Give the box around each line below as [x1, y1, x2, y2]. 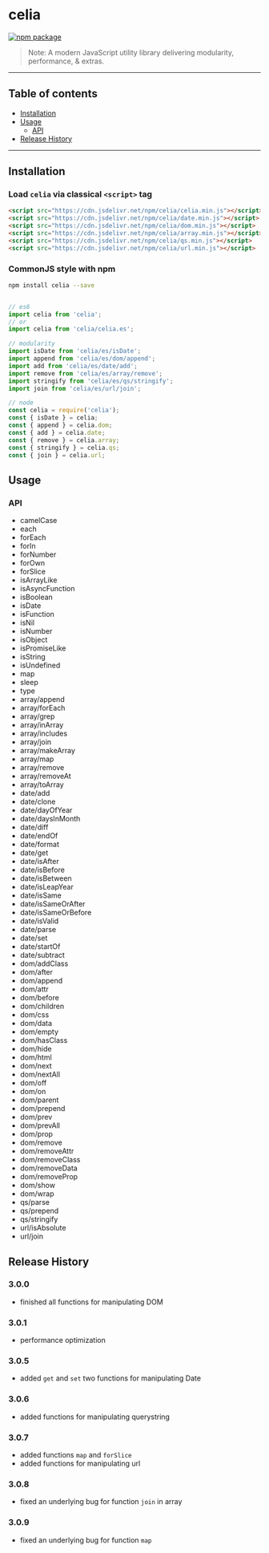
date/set [19, 933, 48, 943]
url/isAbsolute [19, 1223, 66, 1233]
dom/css [19, 1010, 50, 1020]
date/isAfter [19, 857, 59, 866]
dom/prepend [19, 1104, 66, 1113]
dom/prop [19, 1129, 54, 1139]
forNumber [19, 549, 57, 559]
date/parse [19, 925, 57, 935]
